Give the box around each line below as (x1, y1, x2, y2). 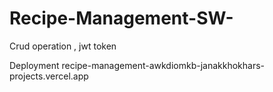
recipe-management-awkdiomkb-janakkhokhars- (61, 59, 265, 71)
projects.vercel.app (9, 70, 89, 82)
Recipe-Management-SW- (9, 7, 234, 30)
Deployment (9, 59, 60, 71)
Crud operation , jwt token (9, 40, 117, 52)
